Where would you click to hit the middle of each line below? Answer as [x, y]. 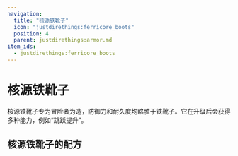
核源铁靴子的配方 [45, 144]
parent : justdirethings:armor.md [63, 40]
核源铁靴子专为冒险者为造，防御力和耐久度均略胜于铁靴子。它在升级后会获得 [119, 111]
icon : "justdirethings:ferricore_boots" [74, 27]
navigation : [25, 14]
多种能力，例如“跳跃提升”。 [47, 120]
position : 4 [32, 34]
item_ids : [22, 47]
